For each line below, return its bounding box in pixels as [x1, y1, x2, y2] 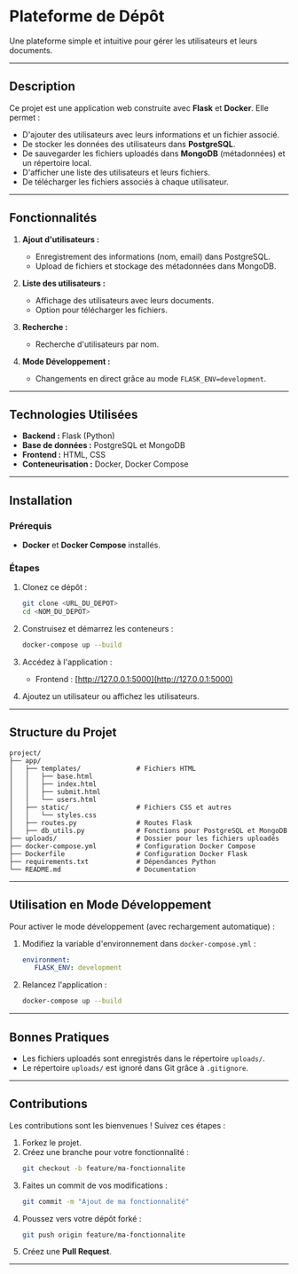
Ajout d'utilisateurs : [21, 233, 100, 245]
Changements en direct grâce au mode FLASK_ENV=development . [35, 373, 267, 383]
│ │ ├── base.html [9, 772, 93, 781]
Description [9, 79, 75, 94]
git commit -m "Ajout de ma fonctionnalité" [21, 1197, 190, 1206]
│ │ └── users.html [9, 795, 98, 804]
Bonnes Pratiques [9, 1029, 110, 1044]
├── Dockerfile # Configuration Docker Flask [9, 849, 248, 858]
